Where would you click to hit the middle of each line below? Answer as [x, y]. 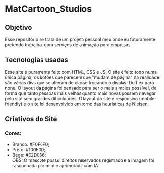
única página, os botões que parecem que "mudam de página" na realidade [82, 77]
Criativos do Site [31, 119]
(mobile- [148, 98]
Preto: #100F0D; [29, 149]
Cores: [13, 133]
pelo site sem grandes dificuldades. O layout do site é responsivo [72, 98]
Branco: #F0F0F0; [31, 144]
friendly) [14, 104]
